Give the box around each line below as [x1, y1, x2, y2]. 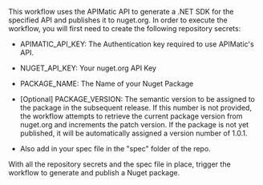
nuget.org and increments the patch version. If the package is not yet [19, 120, 249, 129]
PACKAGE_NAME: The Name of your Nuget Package [19, 79, 194, 88]
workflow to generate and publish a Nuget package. [8, 168, 180, 177]
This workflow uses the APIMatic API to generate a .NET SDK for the [8, 7, 234, 16]
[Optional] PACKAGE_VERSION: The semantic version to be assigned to [19, 95, 255, 103]
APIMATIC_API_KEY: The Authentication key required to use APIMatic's [19, 39, 254, 49]
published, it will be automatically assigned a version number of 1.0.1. [19, 128, 248, 138]
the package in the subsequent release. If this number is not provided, [19, 103, 253, 112]
